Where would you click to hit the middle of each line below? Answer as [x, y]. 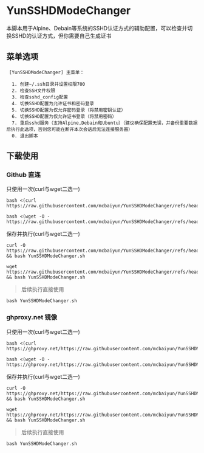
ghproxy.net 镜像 [32, 317]
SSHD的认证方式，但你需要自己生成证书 [61, 36]
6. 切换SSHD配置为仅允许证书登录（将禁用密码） [64, 116]
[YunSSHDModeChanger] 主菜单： [47, 72]
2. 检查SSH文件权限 [34, 91]
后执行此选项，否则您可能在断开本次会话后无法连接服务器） [70, 129]
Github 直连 [24, 175]
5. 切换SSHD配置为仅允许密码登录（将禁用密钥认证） [69, 110]
